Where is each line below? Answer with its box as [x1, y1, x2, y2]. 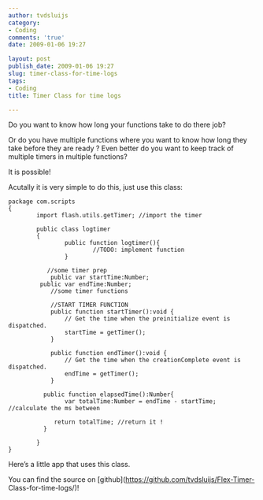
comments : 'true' [8, 33, 65, 42]
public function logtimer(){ [64, 239, 160, 247]
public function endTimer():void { [50, 350, 168, 357]
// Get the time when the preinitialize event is [64, 315, 231, 323]
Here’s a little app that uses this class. [8, 460, 131, 469]
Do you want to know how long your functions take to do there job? [8, 120, 226, 130]
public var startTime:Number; [50, 273, 150, 282]
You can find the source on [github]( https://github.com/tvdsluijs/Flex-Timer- [8, 475, 255, 484]
